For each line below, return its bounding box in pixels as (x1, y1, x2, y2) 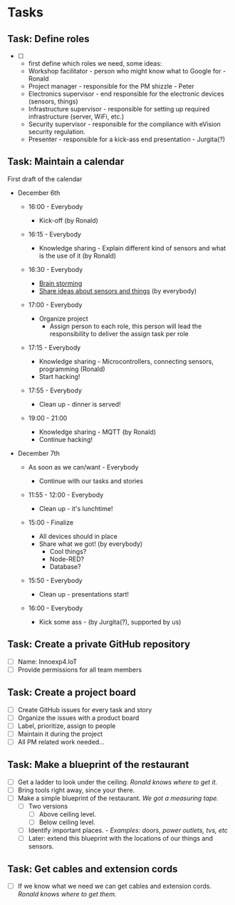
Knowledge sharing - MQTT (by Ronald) (38, 428, 157, 436)
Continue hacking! (38, 435, 93, 443)
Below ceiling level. (38, 818, 96, 826)
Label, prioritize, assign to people (17, 722, 116, 730)
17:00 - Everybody (28, 300, 83, 309)
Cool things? (49, 547, 87, 555)
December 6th (17, 188, 61, 197)
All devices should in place (38, 532, 117, 540)
